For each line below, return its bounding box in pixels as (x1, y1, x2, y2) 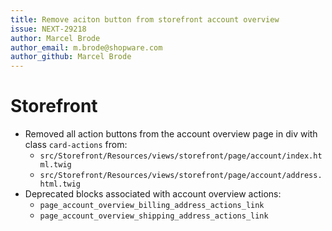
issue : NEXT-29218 (10, 24, 87, 34)
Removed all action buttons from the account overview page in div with (24, 128, 318, 140)
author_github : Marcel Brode (10, 52, 132, 62)
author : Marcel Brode (10, 33, 101, 43)
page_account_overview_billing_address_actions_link (39, 201, 265, 211)
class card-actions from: (24, 139, 128, 151)
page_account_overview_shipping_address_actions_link (39, 211, 269, 221)
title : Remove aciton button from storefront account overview (10, 14, 280, 25)
